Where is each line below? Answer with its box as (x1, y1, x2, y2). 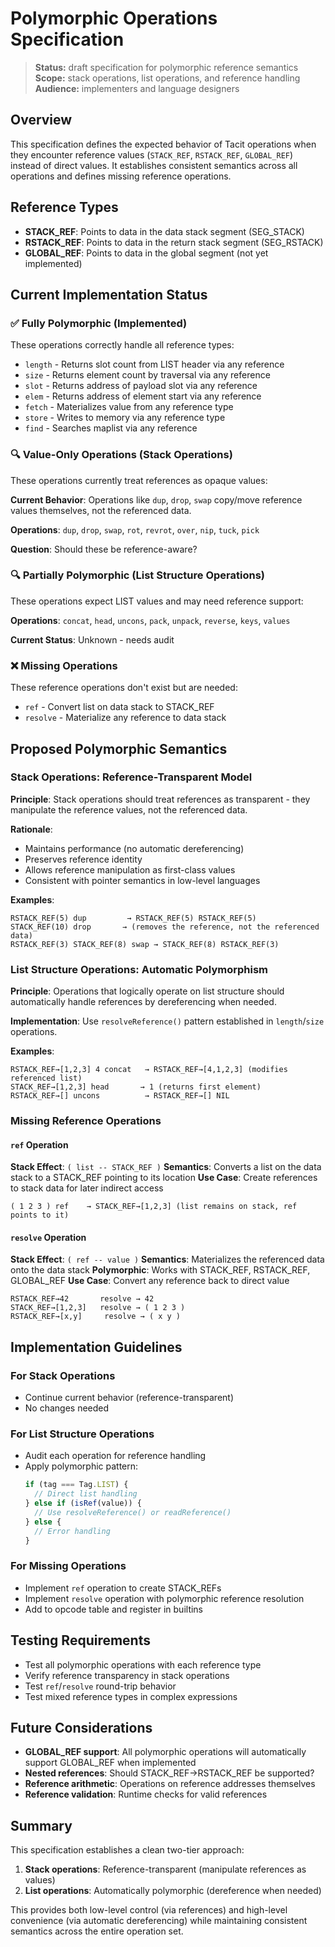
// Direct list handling (34, 1489, 138, 1499)
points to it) (10, 1210, 70, 1221)
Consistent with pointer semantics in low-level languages (24, 874, 261, 886)
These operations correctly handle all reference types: (10, 339, 235, 351)
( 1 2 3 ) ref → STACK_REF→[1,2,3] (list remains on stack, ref (10, 1202, 298, 1212)
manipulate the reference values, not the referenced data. (10, 803, 248, 816)
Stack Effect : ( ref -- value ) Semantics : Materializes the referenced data (10, 1253, 325, 1266)
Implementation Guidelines (10, 1338, 183, 1356)
